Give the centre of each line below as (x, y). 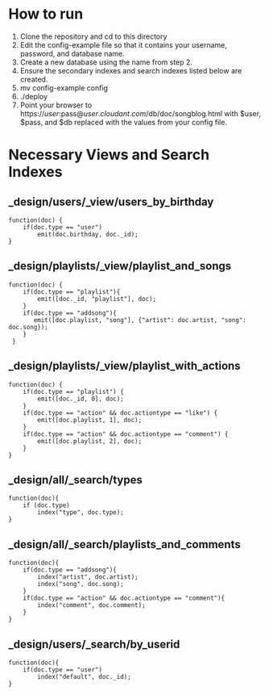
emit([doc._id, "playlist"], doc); (97, 299)
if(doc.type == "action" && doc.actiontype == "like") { (120, 412)
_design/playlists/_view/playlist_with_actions (124, 366)
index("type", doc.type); (81, 513)
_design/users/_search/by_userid (94, 644)
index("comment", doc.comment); (92, 605)
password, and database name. (72, 53)
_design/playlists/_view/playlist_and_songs (120, 266)
